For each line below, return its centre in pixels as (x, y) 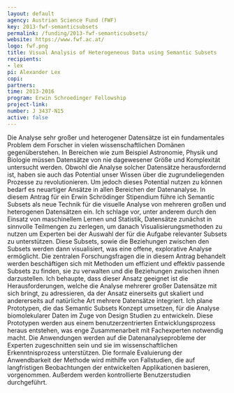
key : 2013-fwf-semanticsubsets (53, 27)
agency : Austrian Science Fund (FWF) (62, 20)
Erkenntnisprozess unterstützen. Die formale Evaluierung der (95, 353)
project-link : (28, 105)
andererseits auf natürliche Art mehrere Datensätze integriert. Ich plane (110, 300)
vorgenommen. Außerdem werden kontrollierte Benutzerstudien (99, 375)
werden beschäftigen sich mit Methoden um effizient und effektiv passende (116, 263)
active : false (28, 117)
